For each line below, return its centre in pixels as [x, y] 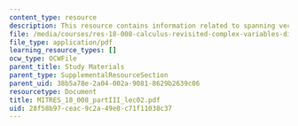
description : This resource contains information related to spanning [142, 26]
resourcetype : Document [53, 91]
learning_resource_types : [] [63, 51]
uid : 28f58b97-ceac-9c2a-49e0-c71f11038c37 [91, 108]
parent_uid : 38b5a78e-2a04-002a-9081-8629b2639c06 [105, 83]
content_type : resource [53, 17]
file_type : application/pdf [61, 42]
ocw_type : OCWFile [43, 59]
